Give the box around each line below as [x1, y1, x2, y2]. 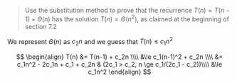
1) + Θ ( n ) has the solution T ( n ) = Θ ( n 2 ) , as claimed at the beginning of [24, 13, 230, 23]
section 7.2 [24, 22, 57, 31]
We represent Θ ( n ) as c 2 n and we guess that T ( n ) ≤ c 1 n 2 [7, 35, 173, 48]
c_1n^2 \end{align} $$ [88, 67, 152, 77]
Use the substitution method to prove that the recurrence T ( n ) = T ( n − [24, 6, 231, 14]
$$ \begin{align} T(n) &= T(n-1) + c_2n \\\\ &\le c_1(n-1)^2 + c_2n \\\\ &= [16, 52, 223, 61]
